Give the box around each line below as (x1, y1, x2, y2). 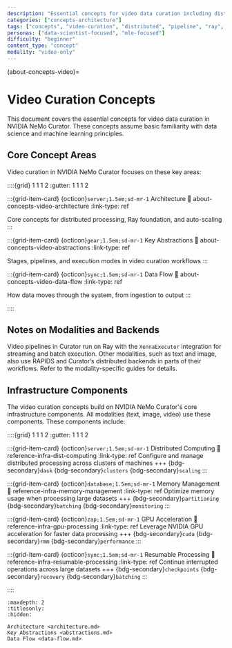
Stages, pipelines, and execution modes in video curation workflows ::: (7, 256, 209, 265)
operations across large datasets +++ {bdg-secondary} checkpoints (7, 565, 200, 573)
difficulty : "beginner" (7, 36, 76, 43)
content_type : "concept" (7, 42, 79, 49)
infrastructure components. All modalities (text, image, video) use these (7, 410, 211, 419)
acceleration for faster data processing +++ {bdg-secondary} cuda (7, 530, 195, 538)
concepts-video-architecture (7, 202, 90, 210)
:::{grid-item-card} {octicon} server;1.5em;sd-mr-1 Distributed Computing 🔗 (7, 444, 221, 452)
